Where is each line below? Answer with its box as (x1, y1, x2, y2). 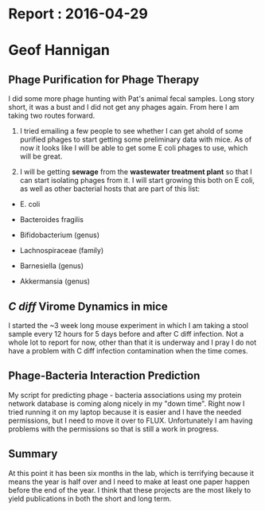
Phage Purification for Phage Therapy (8, 72, 200, 86)
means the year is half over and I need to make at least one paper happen (8, 477, 251, 486)
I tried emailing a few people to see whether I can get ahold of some (19, 127, 244, 136)
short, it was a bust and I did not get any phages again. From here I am (8, 103, 240, 112)
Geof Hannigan (8, 41, 110, 60)
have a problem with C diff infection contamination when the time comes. (8, 346, 248, 355)
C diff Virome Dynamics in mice (8, 299, 169, 313)
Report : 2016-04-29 (8, 5, 149, 23)
